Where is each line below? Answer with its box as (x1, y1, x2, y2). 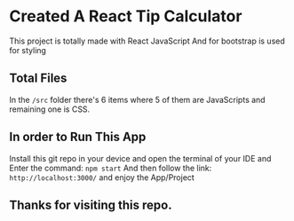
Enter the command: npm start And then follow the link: (9, 162, 212, 173)
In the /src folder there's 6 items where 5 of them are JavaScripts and (9, 94, 266, 105)
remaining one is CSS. (9, 104, 91, 114)
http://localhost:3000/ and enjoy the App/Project (9, 171, 195, 183)
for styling (9, 44, 47, 55)
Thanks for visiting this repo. (9, 197, 172, 212)
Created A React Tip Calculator (9, 6, 242, 27)
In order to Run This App (9, 130, 147, 145)
